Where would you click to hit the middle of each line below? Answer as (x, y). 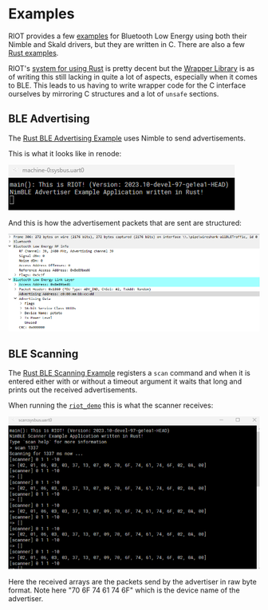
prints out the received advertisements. (73, 390)
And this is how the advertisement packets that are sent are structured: (125, 222)
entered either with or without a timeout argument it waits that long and (125, 382)
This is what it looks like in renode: (65, 153)
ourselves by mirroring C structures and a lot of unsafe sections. (114, 93)
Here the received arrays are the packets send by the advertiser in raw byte (132, 581)
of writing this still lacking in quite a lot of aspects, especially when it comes (133, 77)
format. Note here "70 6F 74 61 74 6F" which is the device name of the (124, 590)
